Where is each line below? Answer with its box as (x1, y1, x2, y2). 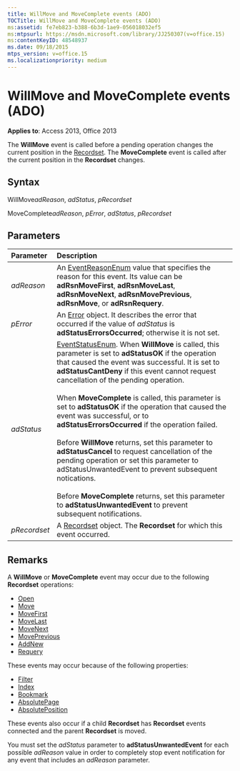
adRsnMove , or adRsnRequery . (56, 298, 164, 308)
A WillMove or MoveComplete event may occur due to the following (7, 573, 209, 582)
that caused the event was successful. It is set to (56, 358, 220, 368)
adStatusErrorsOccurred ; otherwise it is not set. (56, 328, 220, 338)
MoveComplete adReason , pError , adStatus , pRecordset (7, 208, 171, 218)
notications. (56, 473, 96, 483)
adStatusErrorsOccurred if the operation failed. (56, 420, 218, 430)
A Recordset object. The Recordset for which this (56, 520, 223, 530)
